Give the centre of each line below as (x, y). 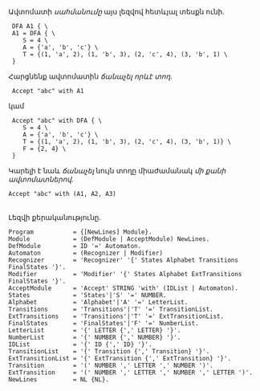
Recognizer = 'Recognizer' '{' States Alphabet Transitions (124, 260)
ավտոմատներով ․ (41, 179)
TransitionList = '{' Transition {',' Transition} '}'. (109, 352)
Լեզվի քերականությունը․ (55, 217)
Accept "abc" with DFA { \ (57, 120)
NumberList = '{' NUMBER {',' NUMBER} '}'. (95, 337)
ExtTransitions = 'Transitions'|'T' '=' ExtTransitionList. (116, 316)
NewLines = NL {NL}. (59, 380)
